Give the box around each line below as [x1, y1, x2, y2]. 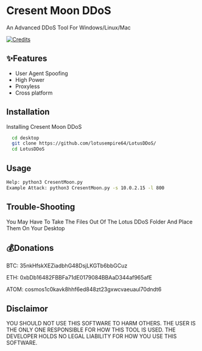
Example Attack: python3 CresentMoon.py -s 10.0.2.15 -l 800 [6, 184, 165, 191]
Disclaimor [6, 303, 49, 314]
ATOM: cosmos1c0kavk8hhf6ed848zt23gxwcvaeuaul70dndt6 [6, 286, 162, 293]
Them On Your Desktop [6, 224, 65, 232]
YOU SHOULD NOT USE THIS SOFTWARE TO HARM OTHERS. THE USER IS [6, 320, 196, 327]
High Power [15, 76, 45, 83]
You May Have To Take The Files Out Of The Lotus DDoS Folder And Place [6, 218, 193, 225]
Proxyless [15, 82, 40, 90]
